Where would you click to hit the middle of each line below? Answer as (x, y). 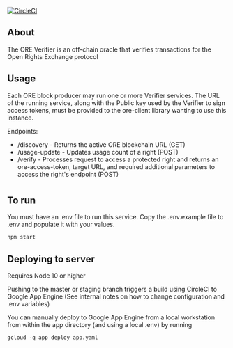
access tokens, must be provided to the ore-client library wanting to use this (117, 110)
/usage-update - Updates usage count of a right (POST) (98, 152)
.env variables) (29, 303)
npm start (22, 237)
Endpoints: (23, 131)
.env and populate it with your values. (61, 224)
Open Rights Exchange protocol (53, 56)
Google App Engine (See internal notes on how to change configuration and (116, 296)
